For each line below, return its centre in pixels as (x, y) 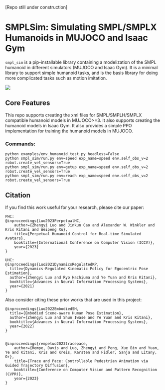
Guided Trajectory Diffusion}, (38, 365)
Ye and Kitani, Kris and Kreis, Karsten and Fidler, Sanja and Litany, (81, 352)
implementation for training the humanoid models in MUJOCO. (69, 131)
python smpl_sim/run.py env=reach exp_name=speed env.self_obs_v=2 (77, 176)
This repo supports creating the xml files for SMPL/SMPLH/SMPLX (74, 115)
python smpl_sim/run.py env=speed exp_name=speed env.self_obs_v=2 (77, 159)
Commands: (20, 144)
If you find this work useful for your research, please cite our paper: (75, 207)
